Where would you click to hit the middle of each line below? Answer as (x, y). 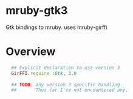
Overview (31, 52)
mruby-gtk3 (37, 11)
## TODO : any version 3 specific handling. (67, 85)
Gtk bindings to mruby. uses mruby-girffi (56, 27)
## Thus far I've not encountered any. (70, 90)
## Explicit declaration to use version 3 (66, 68)
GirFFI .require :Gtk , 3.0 (44, 73)
